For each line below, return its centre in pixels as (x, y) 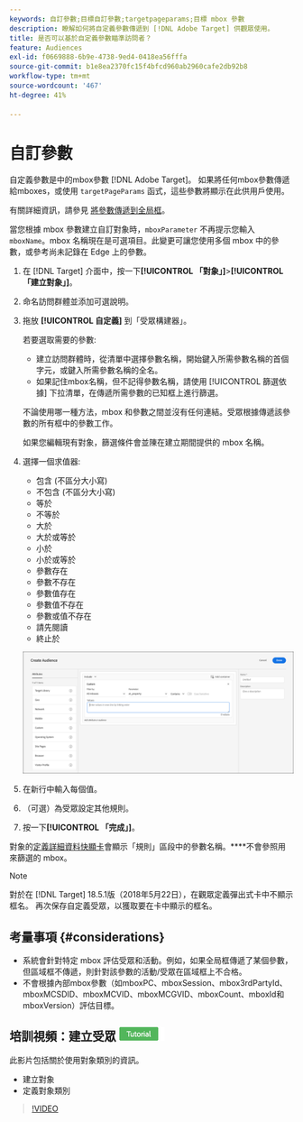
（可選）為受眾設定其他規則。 (78, 808)
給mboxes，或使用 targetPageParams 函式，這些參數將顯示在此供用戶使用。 (150, 191)
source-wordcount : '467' (56, 86)
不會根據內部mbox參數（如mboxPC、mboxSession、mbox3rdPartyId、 (155, 982)
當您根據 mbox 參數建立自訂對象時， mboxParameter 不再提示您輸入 (132, 229)
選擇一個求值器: (51, 462)
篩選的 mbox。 (44, 858)
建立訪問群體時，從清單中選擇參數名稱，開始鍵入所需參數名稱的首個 (162, 359)
